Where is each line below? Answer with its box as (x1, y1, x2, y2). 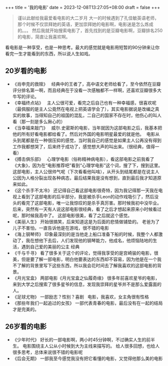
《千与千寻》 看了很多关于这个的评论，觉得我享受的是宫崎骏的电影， (12, 250, 154, 256)
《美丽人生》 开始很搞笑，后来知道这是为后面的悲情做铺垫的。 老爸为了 (12, 218, 160, 224)
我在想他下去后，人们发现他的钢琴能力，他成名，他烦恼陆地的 (25, 237, 153, 243)
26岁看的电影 (5, 322, 46, 331)
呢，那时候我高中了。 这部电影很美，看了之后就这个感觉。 (12, 212, 132, 218)
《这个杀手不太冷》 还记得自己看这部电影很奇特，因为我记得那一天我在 (12, 187, 158, 193)
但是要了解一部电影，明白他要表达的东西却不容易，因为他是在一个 (21, 256, 157, 262)
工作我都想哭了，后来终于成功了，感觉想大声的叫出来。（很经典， (12, 143, 146, 149)
